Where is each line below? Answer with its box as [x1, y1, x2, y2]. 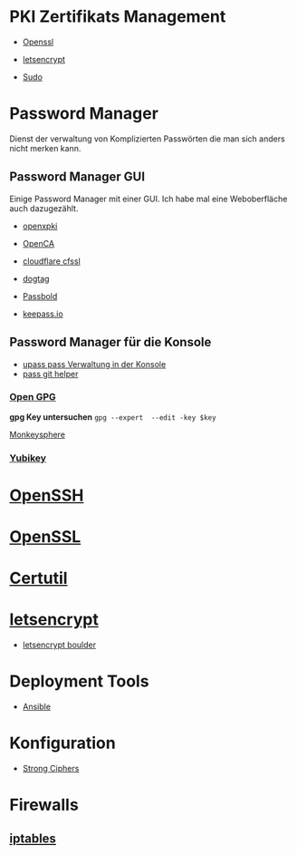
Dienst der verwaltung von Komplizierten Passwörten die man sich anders [9, 133, 285, 144]
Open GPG [9, 391, 56, 403]
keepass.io [22, 308, 63, 319]
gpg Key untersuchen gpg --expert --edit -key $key [9, 411, 216, 423]
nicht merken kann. [9, 142, 81, 153]
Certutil [9, 568, 68, 588]
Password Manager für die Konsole [9, 335, 212, 350]
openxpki [22, 220, 58, 231]
